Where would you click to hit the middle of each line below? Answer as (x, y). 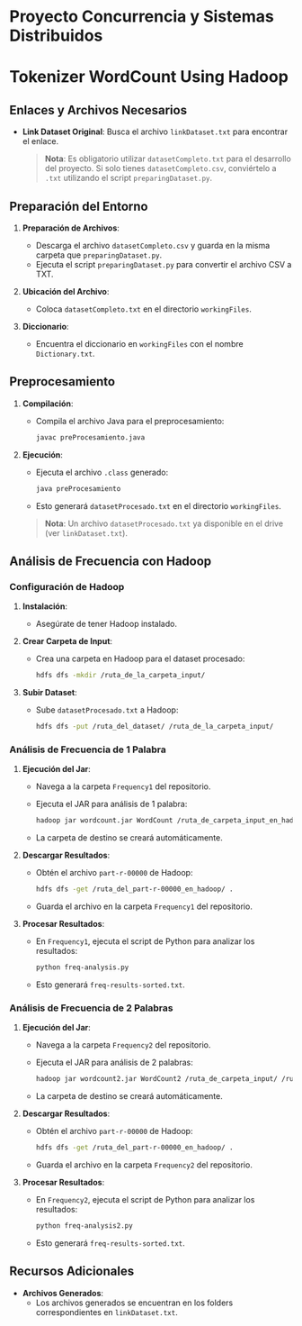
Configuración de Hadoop (67, 586)
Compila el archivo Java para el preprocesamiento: (130, 421)
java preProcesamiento (78, 488)
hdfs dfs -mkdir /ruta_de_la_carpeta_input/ (120, 676)
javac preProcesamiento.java (90, 437)
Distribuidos (56, 36)
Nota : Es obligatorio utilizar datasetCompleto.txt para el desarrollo (168, 159)
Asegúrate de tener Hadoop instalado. (107, 624)
